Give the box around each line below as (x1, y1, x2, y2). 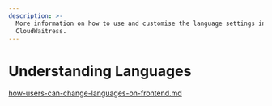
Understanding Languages (8, 61, 192, 80)
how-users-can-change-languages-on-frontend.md (8, 88, 182, 98)
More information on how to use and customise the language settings (15, 19, 255, 28)
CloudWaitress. (15, 27, 67, 35)
